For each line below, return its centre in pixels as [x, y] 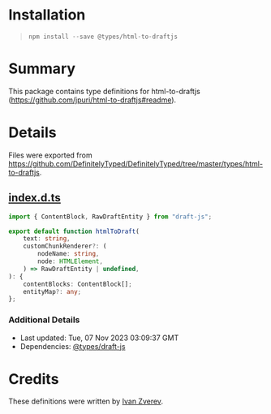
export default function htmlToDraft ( [74, 231]
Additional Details [44, 320]
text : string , [47, 239]
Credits [34, 379]
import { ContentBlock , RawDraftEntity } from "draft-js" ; [110, 217]
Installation [47, 15]
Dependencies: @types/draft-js [73, 346]
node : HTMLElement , [71, 261]
